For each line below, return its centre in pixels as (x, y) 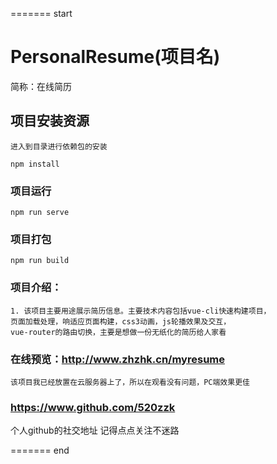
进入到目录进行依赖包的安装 (59, 146)
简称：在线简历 (41, 86)
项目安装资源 (50, 121)
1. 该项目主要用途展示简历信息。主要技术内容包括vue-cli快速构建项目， (141, 311)
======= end (40, 450)
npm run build (40, 261)
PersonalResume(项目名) (115, 57)
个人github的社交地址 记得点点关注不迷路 (95, 430)
